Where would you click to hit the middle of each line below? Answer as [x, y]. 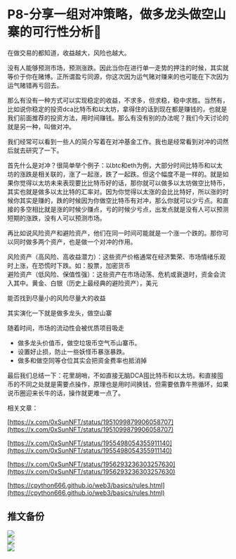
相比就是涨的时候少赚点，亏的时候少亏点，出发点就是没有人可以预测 [130, 209]
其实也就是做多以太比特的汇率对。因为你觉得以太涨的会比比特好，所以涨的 [115, 191]
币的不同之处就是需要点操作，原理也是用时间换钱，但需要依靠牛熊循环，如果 [118, 384]
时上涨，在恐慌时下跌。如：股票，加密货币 [69, 265]
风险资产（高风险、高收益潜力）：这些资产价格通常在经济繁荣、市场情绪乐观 [117, 257]
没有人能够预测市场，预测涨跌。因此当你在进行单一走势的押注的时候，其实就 [118, 68]
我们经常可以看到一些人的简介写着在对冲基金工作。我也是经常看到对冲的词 [115, 141]
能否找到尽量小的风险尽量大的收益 [57, 298]
